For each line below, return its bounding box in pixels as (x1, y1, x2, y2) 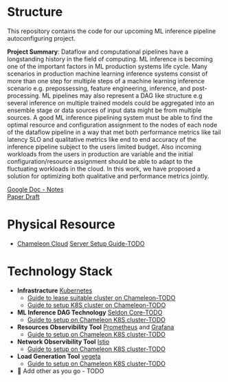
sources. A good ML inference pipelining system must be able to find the (7, 113, 213, 121)
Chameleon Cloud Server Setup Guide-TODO (16, 239, 146, 248)
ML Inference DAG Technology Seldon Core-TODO (16, 308, 163, 317)
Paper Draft (7, 192, 40, 200)
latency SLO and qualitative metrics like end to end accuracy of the (7, 135, 197, 143)
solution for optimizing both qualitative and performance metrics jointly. (7, 171, 209, 180)
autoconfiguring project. (7, 34, 76, 42)
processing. (7, 91, 41, 100)
